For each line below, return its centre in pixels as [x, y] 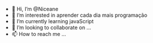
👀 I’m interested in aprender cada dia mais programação [79, 15]
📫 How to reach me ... [39, 34]
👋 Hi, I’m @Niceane [35, 9]
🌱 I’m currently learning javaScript [52, 21]
